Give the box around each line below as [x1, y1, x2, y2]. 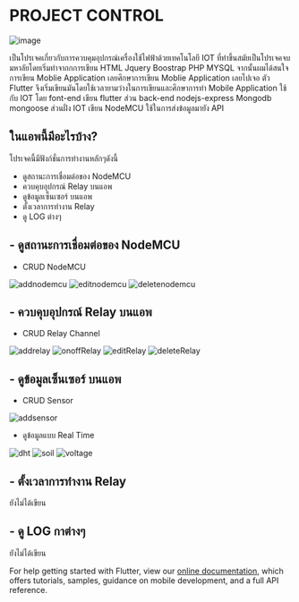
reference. [9, 584, 47, 595]
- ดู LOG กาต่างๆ [9, 524, 86, 539]
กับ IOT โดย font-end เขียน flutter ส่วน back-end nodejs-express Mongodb [9, 92, 272, 103]
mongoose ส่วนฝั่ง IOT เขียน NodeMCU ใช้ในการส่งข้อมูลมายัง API [9, 102, 225, 113]
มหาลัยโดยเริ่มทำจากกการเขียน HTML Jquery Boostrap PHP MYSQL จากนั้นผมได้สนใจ [9, 62, 289, 72]
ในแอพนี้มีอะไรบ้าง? [9, 129, 98, 144]
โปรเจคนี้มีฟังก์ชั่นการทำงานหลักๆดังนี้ [9, 153, 118, 164]
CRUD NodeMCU [21, 261, 87, 272]
